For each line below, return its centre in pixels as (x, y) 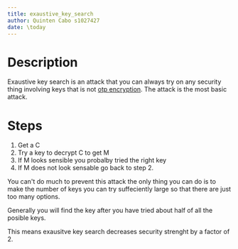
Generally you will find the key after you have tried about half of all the (110, 211)
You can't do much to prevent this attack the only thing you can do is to (112, 182)
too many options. (34, 197)
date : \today (27, 27)
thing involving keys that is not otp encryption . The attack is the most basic (117, 89)
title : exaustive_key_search (50, 14)
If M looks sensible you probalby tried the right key (92, 160)
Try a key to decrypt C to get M (64, 153)
